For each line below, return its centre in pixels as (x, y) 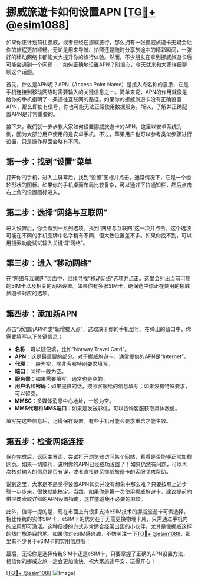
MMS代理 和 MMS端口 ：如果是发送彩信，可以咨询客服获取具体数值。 (98, 409)
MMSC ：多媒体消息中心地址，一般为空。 (65, 401)
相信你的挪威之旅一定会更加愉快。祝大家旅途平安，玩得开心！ (81, 561)
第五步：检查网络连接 (45, 441)
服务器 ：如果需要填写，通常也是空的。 (61, 379)
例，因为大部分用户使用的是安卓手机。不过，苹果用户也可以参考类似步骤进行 (99, 134)
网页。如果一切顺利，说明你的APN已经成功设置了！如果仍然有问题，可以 (94, 464)
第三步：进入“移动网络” (49, 263)
